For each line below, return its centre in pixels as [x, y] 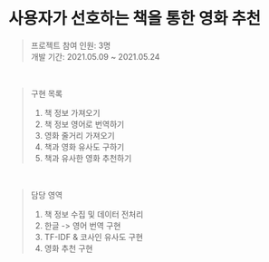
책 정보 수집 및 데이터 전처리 [94, 214]
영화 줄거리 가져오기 [79, 135]
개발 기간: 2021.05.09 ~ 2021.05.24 [95, 56]
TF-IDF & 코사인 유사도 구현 [94, 237]
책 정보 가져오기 [72, 112]
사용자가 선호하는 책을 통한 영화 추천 [135, 19]
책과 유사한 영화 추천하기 [88, 158]
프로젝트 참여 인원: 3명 [71, 45]
